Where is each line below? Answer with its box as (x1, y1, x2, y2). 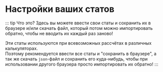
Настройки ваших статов (5, 3, 115, 15)
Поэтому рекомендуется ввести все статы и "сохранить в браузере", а (5, 51, 157, 57)
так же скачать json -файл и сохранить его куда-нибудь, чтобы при (5, 56, 148, 62)
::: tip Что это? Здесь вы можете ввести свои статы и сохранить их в (5, 20, 151, 26)
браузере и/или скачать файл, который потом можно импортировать (5, 25, 153, 31)
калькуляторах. (5, 45, 38, 51)
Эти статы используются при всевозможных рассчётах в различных (5, 40, 152, 46)
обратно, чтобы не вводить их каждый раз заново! (5, 30, 113, 36)
